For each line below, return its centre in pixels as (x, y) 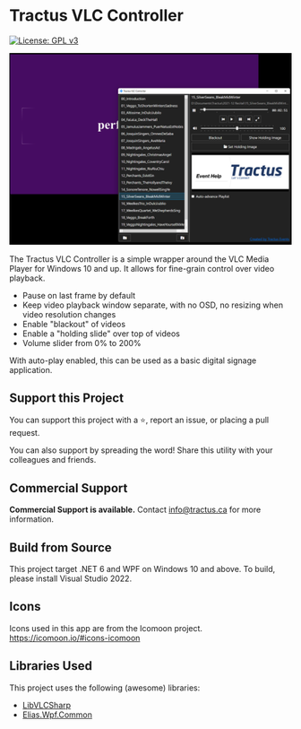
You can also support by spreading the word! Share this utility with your (141, 450)
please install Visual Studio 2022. (71, 578)
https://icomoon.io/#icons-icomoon (75, 638)
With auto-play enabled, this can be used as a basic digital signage (133, 360)
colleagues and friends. (53, 460)
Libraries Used (51, 666)
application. (31, 369)
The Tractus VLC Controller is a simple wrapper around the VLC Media (139, 259)
